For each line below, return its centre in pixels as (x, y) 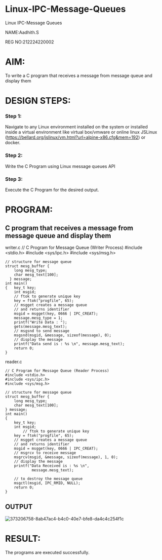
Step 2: (14, 156)
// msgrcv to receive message (45, 453)
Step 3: (14, 179)
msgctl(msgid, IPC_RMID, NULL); (47, 483)
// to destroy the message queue (48, 479)
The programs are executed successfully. (47, 552)
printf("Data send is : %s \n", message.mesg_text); (69, 344)
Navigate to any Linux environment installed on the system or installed (77, 127)
